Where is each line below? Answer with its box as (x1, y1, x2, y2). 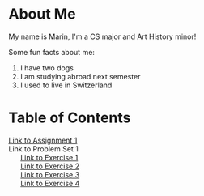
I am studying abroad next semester (19, 71, 141, 81)
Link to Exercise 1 (19, 152, 79, 162)
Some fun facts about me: (8, 47, 96, 57)
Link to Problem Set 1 (8, 143, 79, 154)
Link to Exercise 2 (19, 161, 79, 171)
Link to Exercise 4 (19, 178, 80, 188)
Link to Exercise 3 (19, 169, 80, 179)
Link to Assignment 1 (8, 135, 78, 145)
